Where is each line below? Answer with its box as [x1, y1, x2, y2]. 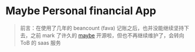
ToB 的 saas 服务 [19, 39, 61, 46]
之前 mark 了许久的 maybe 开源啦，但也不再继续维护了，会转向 [30, 31, 184, 39]
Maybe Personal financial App [5, 4, 157, 18]
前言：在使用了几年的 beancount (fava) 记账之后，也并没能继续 [19, 24, 174, 31]
